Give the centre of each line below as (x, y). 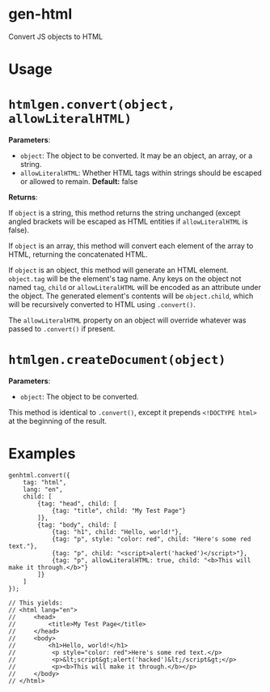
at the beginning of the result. (58, 421)
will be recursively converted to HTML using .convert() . (102, 305)
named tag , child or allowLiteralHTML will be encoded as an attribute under (135, 288)
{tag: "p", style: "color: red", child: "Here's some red (151, 539)
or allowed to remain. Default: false (79, 182)
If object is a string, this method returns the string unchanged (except (124, 213)
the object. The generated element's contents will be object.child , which (131, 296)
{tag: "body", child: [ (77, 525)
